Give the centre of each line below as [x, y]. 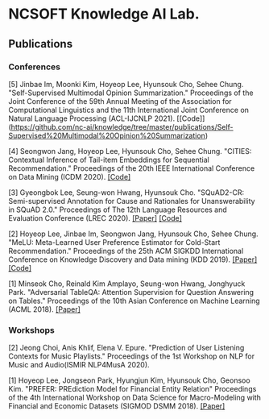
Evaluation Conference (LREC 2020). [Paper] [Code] [95, 218]
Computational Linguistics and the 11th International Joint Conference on [129, 110]
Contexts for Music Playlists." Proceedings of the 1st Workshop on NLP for [132, 356]
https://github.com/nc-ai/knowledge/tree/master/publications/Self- [122, 127]
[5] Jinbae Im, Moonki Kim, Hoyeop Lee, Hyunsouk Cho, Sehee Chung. [126, 84]
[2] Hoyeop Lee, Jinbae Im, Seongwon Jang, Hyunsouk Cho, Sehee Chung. [134, 234]
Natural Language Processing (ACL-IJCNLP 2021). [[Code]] [107, 118]
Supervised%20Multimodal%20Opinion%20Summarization [107, 135]
